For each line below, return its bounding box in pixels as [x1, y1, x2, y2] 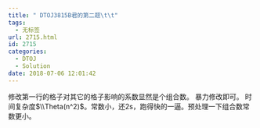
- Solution [15, 62, 51, 70]
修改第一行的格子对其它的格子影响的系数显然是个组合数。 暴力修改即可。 [8, 91, 244, 101]
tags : [8, 19, 26, 27]
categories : [8, 48, 47, 55]
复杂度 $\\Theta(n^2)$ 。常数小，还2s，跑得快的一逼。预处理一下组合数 [14, 101, 243, 111]
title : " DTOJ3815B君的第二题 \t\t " [8, 11, 119, 20]
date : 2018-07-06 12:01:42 [8, 69, 96, 77]
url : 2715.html [8, 33, 58, 41]
